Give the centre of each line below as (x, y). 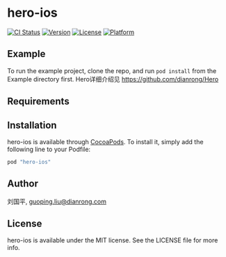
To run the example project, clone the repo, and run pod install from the (112, 70)
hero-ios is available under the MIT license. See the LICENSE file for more (113, 240)
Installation (32, 125)
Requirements (38, 101)
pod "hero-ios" (29, 162)
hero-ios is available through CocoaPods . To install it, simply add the (105, 141)
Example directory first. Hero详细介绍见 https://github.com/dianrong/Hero (113, 79)
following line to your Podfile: (49, 149)
